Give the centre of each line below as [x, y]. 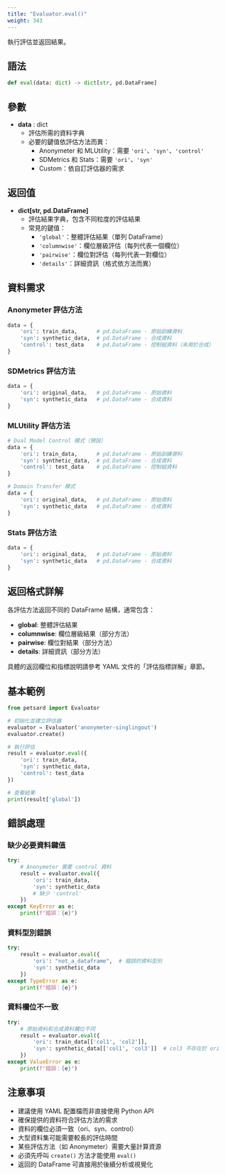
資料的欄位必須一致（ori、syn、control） [77, 1128]
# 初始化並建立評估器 [34, 721]
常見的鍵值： [47, 227]
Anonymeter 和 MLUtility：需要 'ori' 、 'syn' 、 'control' [122, 151]
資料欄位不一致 [33, 1007]
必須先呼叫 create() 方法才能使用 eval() [77, 1155]
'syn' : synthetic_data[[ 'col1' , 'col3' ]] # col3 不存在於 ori [127, 1049]
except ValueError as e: [44, 1062]
